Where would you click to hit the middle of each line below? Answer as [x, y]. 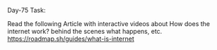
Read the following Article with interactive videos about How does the [109, 24]
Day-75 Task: [27, 10]
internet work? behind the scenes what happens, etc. [85, 31]
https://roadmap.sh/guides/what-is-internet [71, 39]
